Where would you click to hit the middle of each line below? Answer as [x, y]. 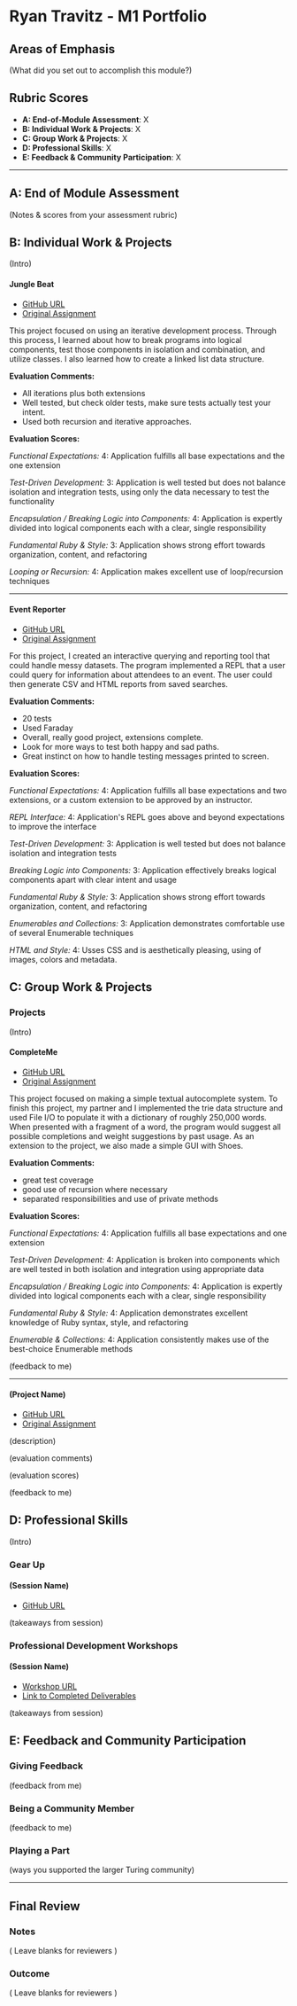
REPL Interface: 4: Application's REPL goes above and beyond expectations [147, 816]
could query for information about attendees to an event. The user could [141, 675]
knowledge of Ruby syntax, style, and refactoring [99, 1322]
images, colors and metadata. [63, 959]
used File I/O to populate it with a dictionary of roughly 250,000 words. [138, 1117]
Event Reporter [38, 610]
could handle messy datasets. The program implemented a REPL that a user [147, 665]
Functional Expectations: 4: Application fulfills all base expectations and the [147, 456]
